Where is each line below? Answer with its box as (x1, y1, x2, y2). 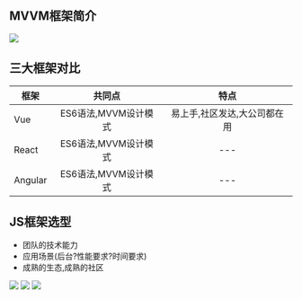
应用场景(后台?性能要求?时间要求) (22, 251, 147, 262)
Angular (13, 173, 48, 186)
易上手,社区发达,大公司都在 (170, 107, 285, 119)
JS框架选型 (9, 215, 72, 230)
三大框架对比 (9, 61, 81, 76)
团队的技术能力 (22, 240, 78, 251)
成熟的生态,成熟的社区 (22, 262, 104, 273)
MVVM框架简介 (9, 8, 97, 24)
